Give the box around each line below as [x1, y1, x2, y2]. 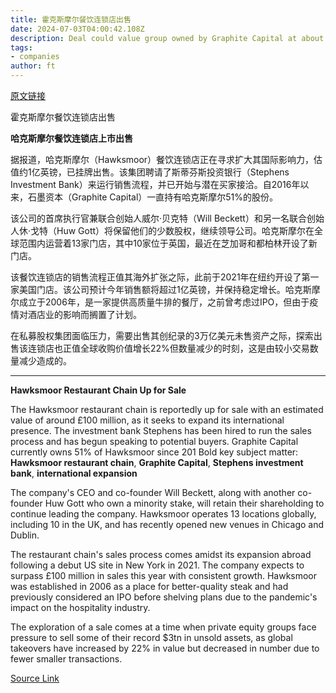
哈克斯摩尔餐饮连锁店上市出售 [10, 132, 133, 144]
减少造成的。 [18, 355, 72, 366]
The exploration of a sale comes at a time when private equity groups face [10, 621, 317, 633]
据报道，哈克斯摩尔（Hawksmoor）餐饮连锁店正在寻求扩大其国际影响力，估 [10, 154, 323, 165]
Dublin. [10, 529, 40, 541]
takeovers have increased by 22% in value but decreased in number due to [10, 642, 320, 654]
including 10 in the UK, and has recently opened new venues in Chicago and [10, 519, 325, 530]
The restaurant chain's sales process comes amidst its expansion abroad [10, 549, 312, 560]
